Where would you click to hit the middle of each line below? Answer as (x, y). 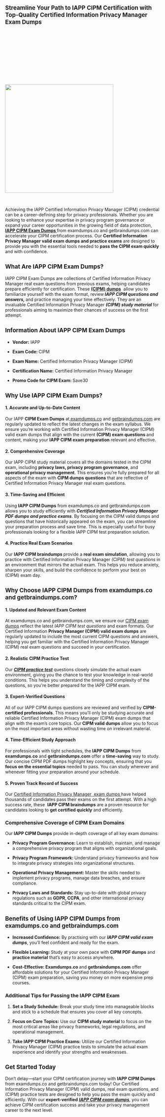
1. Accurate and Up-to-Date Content (43, 408)
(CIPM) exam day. (23, 575)
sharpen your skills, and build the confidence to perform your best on (76, 570)
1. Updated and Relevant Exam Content (46, 609)
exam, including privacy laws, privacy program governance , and (72, 467)
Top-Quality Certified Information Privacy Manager (76, 15)
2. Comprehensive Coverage (35, 451)
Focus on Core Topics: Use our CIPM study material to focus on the (82, 1021)
